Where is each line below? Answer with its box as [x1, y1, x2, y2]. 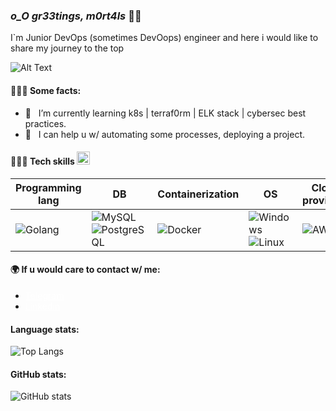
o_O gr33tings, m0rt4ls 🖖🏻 [10, 9, 142, 23]
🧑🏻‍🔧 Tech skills [10, 155, 75, 168]
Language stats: [10, 323, 80, 335]
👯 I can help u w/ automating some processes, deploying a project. [24, 128, 306, 140]
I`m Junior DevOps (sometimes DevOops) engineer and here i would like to [10, 32, 319, 44]
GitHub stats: [10, 368, 67, 380]
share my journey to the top [10, 42, 125, 54]
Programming [15, 180, 82, 194]
